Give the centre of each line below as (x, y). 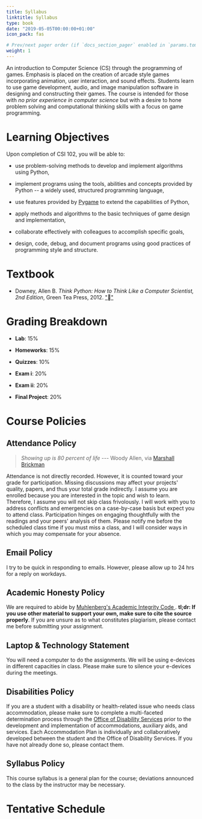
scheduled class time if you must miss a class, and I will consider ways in (97, 527)
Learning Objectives (58, 137)
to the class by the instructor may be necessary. (66, 785)
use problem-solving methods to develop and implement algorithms (99, 165)
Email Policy (29, 553)
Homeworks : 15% (37, 350)
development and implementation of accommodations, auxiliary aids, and (97, 725)
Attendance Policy (41, 443)
